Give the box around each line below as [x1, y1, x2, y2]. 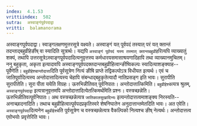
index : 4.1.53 [6, 8, 44, 15]
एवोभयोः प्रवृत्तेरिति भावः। [6, 114, 50, 121]
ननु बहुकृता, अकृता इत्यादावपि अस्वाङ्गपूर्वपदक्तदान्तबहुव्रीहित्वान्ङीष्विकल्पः [6, 61, 141, 68]
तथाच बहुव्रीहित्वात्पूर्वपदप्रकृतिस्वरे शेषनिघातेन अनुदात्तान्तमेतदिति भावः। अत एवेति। [39, 100, 189, 107]
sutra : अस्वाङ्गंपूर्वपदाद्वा [6, 19, 54, 25]
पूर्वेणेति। [6, 67, 22, 74]
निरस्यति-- [158, 94, 179, 101]
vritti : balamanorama [6, 25, 62, 31]
